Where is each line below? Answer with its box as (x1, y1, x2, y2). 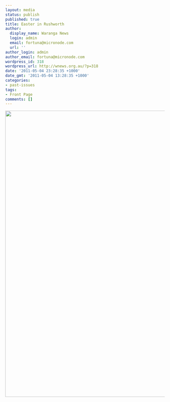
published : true (5, 17, 39, 22)
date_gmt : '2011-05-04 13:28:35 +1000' (5, 73, 90, 78)
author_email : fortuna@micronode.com (5, 54, 85, 60)
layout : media (5, 7, 35, 13)
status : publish (5, 12, 39, 17)
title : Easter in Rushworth (5, 21, 65, 27)
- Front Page (5, 92, 33, 97)
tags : (5, 87, 17, 92)
